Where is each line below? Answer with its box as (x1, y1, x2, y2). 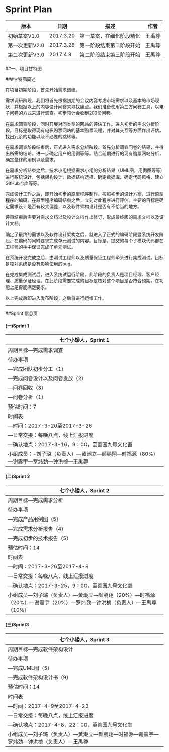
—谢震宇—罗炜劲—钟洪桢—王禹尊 (8, 458, 89, 465)
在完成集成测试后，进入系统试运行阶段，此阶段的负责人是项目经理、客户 (5, 271, 155, 277)
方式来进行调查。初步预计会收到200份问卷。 (22, 110, 115, 116)
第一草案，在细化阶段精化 (79, 32, 141, 39)
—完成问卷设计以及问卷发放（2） (8, 375, 87, 382)
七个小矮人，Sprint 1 (59, 337, 110, 344)
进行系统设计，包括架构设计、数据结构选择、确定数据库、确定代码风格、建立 (5, 173, 164, 180)
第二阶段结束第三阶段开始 (79, 51, 141, 59)
